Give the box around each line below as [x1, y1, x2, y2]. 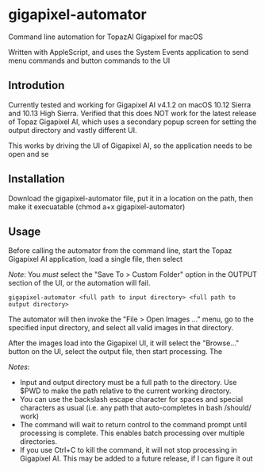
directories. [19, 437, 58, 446]
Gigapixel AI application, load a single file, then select [8, 255, 183, 264]
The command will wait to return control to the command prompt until [19, 420, 248, 430]
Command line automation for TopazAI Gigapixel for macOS [8, 32, 204, 41]
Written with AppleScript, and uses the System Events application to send [8, 47, 248, 56]
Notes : [8, 362, 30, 372]
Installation [8, 173, 65, 186]
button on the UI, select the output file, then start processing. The [8, 347, 223, 356]
